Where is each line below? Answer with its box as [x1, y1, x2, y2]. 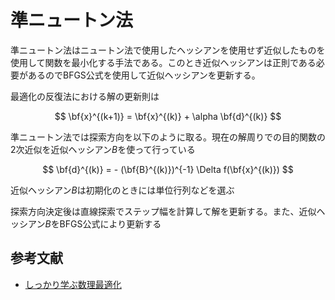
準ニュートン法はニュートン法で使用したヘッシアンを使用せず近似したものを [10, 44, 326, 56]
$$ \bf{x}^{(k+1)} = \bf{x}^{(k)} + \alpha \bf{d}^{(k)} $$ [54, 110, 282, 122]
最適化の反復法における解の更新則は [10, 90, 160, 102]
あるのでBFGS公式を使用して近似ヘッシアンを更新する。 [27, 69, 261, 81]
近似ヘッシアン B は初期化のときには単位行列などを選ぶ [10, 184, 235, 196]
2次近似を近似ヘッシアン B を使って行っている [10, 143, 196, 155]
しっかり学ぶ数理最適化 [24, 278, 122, 290]
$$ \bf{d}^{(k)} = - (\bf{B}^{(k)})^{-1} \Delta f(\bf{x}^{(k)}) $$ [42, 163, 294, 175]
